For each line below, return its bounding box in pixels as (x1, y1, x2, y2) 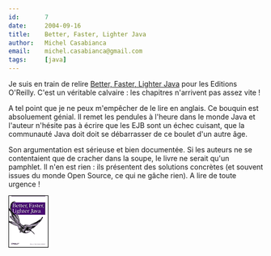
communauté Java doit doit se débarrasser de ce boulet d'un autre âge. (8, 130, 248, 139)
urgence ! (8, 179, 40, 189)
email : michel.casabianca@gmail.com (8, 47, 143, 56)
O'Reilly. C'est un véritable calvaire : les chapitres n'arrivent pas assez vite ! (8, 87, 261, 97)
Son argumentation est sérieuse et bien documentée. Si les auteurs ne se (8, 145, 252, 154)
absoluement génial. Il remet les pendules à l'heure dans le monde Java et (8, 112, 256, 122)
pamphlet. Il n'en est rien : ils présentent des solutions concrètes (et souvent (8, 162, 264, 172)
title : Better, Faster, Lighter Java (8, 30, 147, 38)
